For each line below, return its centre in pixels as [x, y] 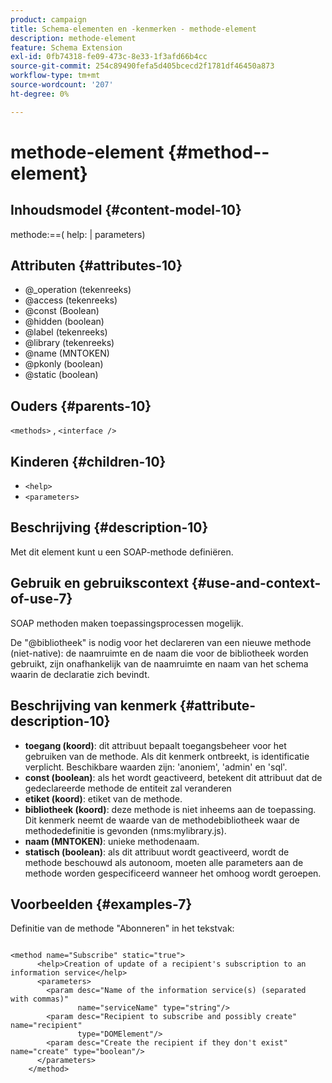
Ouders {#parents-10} [81, 406]
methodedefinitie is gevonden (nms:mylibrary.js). [125, 830]
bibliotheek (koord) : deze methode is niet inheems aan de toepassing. [170, 809]
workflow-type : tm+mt [55, 76]
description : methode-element [73, 38]
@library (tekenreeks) [69, 343]
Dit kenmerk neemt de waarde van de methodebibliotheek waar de [162, 820]
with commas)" [40, 999]
